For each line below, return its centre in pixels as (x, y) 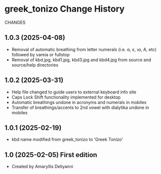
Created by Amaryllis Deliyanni (42, 167)
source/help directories (35, 65)
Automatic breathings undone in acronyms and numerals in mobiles (79, 102)
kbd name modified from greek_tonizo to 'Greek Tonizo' (67, 139)
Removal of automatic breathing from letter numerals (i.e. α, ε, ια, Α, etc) (84, 49)
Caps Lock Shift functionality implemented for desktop (66, 97)
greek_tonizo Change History (64, 9)
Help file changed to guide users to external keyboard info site (74, 92)
